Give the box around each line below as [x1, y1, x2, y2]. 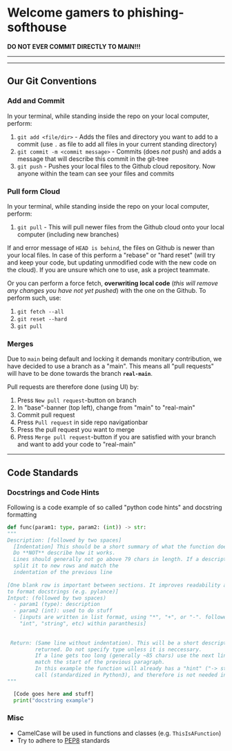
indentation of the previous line [13, 569, 113, 576]
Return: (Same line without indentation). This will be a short [10, 639, 199, 647]
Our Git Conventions [7, 75, 97, 87]
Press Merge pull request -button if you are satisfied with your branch [17, 433, 216, 441]
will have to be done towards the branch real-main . [7, 370, 153, 378]
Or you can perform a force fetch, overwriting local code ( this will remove [7, 278, 219, 287]
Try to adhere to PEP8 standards [17, 736, 110, 744]
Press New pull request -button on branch [17, 396, 137, 405]
